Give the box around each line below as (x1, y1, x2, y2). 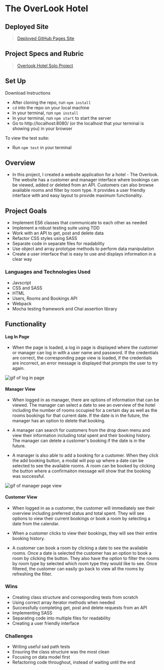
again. (12, 365, 25, 371)
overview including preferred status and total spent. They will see (12, 510, 144, 516)
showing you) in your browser (12, 126, 72, 131)
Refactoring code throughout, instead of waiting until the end (12, 659, 136, 665)
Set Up (5, 77, 26, 85)
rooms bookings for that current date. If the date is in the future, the (12, 412, 149, 418)
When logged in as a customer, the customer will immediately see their (12, 505, 155, 511)
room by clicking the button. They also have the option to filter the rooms (12, 555, 160, 561)
